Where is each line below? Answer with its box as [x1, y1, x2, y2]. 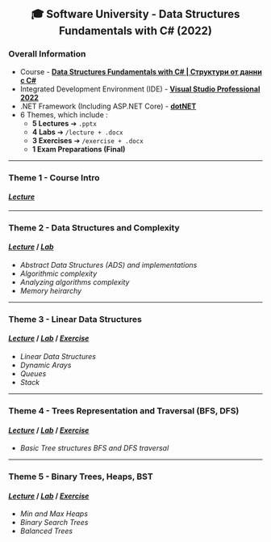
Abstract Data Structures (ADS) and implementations [19, 260, 198, 269]
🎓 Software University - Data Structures [31, 7, 240, 21]
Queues [19, 369, 47, 379]
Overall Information [8, 49, 86, 60]
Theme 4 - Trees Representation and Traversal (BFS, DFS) [8, 404, 240, 416]
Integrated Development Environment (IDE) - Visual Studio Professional [19, 84, 261, 94]
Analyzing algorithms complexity [19, 277, 130, 286]
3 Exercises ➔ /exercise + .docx [31, 135, 144, 145]
